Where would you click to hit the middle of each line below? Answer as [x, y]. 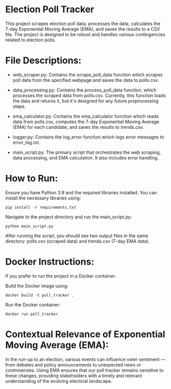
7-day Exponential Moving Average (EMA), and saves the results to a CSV [83, 29]
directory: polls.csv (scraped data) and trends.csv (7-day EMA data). [78, 241]
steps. [19, 106]
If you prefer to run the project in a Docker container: [61, 276]
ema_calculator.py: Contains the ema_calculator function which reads [86, 116]
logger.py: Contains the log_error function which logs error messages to [88, 137]
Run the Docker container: [33, 305]
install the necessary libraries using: [43, 198]
